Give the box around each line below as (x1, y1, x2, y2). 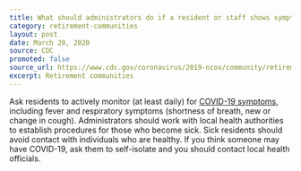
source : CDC (9, 47, 54, 56)
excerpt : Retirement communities (9, 72, 134, 81)
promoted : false (9, 55, 70, 64)
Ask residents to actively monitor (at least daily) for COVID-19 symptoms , (9, 96, 279, 107)
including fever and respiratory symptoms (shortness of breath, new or (9, 105, 271, 116)
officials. (9, 153, 41, 164)
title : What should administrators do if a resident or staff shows (9, 13, 271, 22)
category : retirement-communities (9, 21, 139, 30)
